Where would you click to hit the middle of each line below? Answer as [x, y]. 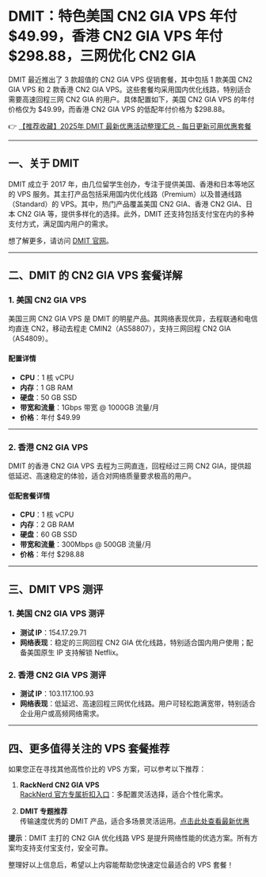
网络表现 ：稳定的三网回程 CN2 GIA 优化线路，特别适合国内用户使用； [133, 642]
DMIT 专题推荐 [44, 811]
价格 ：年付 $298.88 [52, 554]
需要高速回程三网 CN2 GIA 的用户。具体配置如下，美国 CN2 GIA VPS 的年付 [131, 99]
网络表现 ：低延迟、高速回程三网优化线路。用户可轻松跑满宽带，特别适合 [137, 704]
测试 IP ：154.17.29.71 [53, 633]
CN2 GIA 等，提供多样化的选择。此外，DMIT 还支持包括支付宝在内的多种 [136, 213]
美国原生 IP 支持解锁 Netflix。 [74, 652]
